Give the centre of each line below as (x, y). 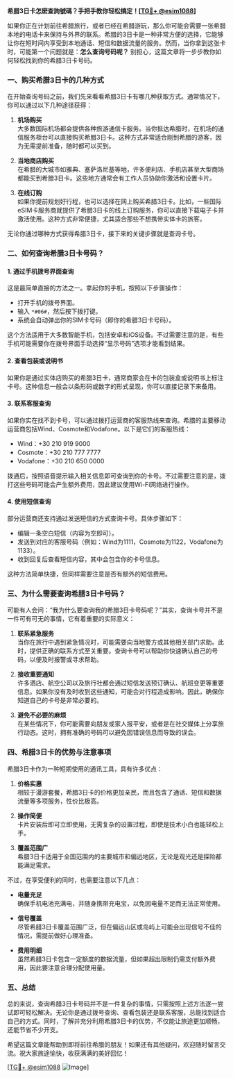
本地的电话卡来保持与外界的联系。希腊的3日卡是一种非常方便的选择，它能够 (115, 34)
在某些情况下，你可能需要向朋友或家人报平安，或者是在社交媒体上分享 (118, 724)
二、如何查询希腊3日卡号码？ (56, 254)
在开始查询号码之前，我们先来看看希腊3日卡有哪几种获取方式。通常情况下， (115, 97)
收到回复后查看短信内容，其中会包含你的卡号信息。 (90, 559)
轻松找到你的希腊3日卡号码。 (54, 60)
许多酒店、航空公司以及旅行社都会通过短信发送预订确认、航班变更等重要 (120, 683)
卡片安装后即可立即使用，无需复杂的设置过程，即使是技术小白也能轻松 (118, 824)
